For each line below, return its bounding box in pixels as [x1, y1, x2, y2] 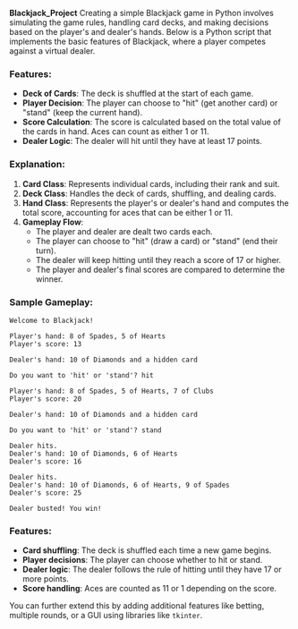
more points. [21, 574, 70, 584]
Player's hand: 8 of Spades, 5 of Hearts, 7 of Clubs [9, 387, 215, 395]
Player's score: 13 [9, 339, 82, 348]
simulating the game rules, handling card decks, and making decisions [9, 17, 269, 28]
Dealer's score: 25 [9, 488, 82, 497]
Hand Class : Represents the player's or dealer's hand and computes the [21, 197, 289, 208]
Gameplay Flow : [21, 217, 84, 227]
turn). [35, 245, 56, 256]
